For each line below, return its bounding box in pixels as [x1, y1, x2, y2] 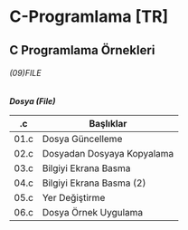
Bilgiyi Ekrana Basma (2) [42, 177, 146, 189]
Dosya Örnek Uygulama [42, 206, 144, 218]
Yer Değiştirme [42, 191, 106, 204]
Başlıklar [89, 117, 127, 129]
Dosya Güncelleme [42, 132, 123, 145]
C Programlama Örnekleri [9, 43, 155, 58]
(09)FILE [9, 68, 42, 79]
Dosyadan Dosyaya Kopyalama [42, 147, 174, 159]
